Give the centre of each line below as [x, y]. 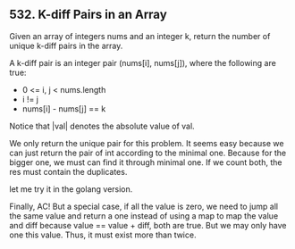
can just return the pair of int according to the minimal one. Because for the [148, 153]
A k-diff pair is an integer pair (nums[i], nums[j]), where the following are [143, 62]
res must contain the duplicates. [68, 171]
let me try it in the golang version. [71, 189]
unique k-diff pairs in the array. [66, 46]
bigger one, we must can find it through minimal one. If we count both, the [146, 162]
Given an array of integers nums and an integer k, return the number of [140, 36]
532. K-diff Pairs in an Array [88, 15]
